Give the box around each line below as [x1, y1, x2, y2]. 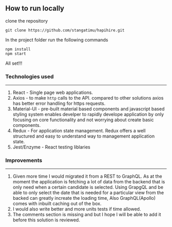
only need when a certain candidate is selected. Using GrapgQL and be [12, 184, 164, 191]
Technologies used [5, 73, 54, 80]
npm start [5, 51, 27, 56]
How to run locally [5, 4, 64, 13]
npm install [5, 46, 31, 52]
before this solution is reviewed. [12, 217, 80, 223]
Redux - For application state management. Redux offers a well [12, 128, 146, 134]
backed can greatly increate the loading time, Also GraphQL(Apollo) [12, 195, 156, 201]
